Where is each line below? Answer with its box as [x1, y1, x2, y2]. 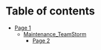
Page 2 [32, 37, 50, 44]
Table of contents [5, 4, 96, 18]
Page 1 [14, 24, 31, 31]
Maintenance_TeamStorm [23, 30, 87, 37]
